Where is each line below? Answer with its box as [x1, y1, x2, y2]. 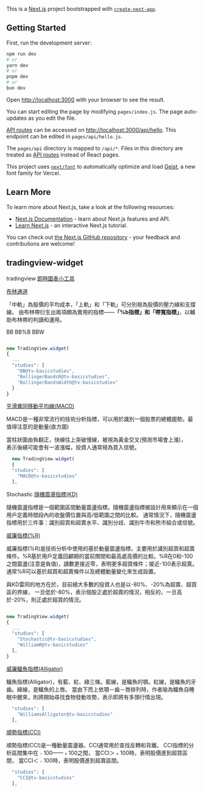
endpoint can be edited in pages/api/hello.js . [6, 133, 123, 140]
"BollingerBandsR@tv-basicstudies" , [17, 373, 111, 380]
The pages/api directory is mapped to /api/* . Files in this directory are [6, 144, 183, 152]
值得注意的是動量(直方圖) [6, 423, 69, 430]
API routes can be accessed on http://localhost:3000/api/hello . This [6, 126, 177, 133]
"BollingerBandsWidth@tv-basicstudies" [17, 379, 119, 386]
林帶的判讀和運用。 [16, 316, 65, 323]
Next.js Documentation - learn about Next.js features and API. [15, 215, 171, 222]
